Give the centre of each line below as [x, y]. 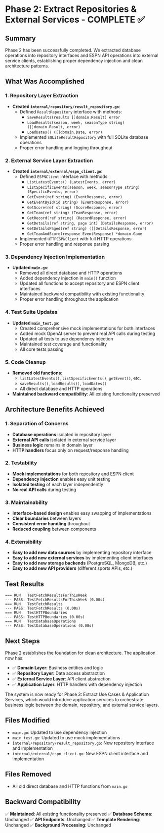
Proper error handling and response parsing [64, 244]
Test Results [25, 584]
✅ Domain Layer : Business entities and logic [58, 668]
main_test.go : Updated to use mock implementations [66, 737]
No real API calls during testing [44, 490]
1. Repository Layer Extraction [42, 96]
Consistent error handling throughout [51, 524]
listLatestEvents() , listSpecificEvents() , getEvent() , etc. [80, 378]
